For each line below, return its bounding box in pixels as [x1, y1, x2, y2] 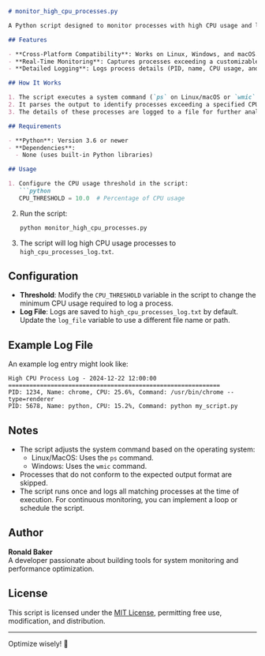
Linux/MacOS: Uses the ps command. [31, 453, 154, 463]
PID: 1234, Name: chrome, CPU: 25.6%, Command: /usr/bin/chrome [8, 388, 224, 396]
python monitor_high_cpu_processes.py [19, 223, 147, 232]
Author [8, 526, 43, 540]
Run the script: [19, 208, 68, 218]
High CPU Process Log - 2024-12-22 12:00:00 [8, 375, 157, 383]
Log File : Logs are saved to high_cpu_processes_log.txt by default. [19, 307, 239, 317]
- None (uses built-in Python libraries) [15, 151, 154, 159]
